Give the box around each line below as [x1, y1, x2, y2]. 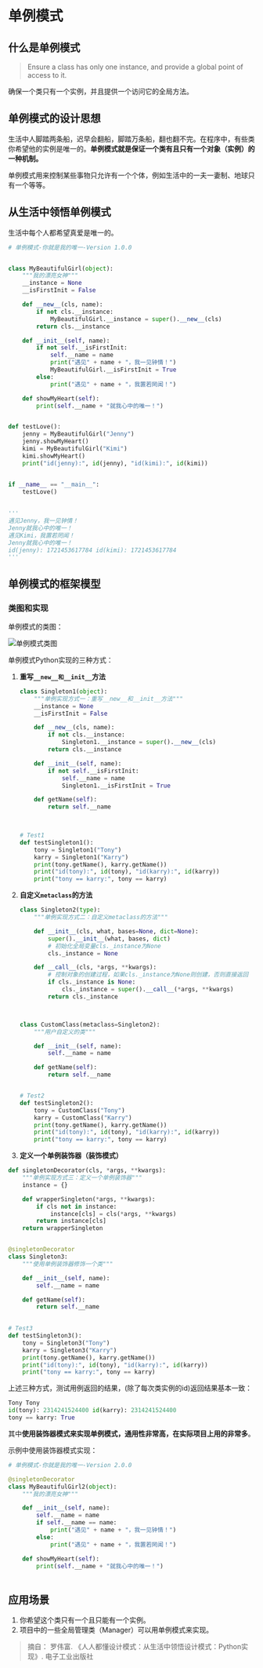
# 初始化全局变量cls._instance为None [48, 942, 162, 950]
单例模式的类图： [8, 622, 63, 631]
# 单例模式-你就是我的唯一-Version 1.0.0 [8, 243, 132, 251]
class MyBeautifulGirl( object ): [8, 265, 113, 272]
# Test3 [8, 1324, 34, 1333]
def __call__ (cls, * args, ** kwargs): [34, 963, 157, 972]
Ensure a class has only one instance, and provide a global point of [27, 62, 244, 71]
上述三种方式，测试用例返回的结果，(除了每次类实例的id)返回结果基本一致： [8, 1383, 253, 1393]
